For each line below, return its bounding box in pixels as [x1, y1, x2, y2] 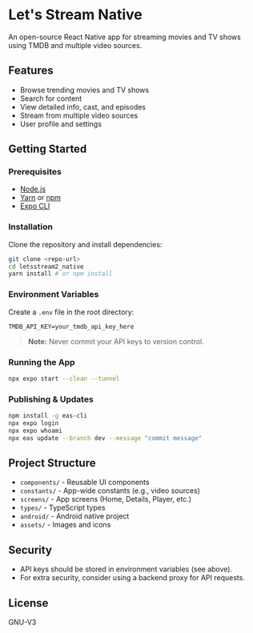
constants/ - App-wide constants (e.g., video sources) [19, 486, 200, 495]
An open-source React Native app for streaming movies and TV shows [8, 32, 242, 42]
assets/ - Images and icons [19, 520, 111, 530]
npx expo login [8, 419, 59, 427]
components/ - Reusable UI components [19, 478, 150, 487]
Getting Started [8, 142, 87, 156]
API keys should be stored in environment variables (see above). [19, 564, 233, 574]
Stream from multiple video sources [19, 110, 139, 120]
